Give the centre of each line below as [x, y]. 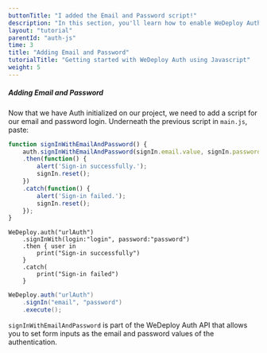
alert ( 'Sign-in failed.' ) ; [81, 196]
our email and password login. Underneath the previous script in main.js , [128, 121]
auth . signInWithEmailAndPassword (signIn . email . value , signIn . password [142, 152]
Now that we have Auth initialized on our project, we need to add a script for [133, 113]
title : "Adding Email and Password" [69, 52]
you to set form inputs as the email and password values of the [111, 333]
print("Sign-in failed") [78, 274]
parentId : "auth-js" [43, 38]
